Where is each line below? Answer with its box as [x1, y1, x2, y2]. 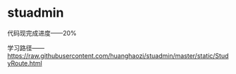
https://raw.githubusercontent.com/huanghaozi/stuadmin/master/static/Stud [7, 51, 229, 60]
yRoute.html [7, 59, 42, 67]
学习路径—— [7, 43, 44, 52]
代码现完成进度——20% [7, 29, 77, 37]
